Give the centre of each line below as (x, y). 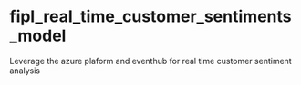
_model (38, 36)
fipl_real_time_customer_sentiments (150, 17)
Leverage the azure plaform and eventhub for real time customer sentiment (150, 61)
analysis (25, 71)
